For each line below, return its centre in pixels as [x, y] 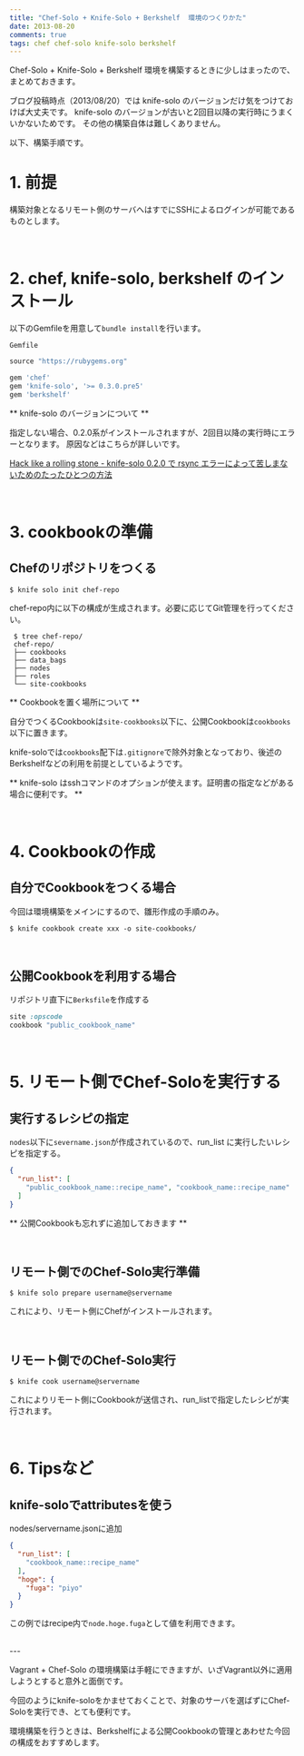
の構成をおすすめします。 [57, 1742]
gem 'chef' [30, 378]
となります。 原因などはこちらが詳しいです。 [101, 444]
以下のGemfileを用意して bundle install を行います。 [108, 329]
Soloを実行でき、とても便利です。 [73, 1712]
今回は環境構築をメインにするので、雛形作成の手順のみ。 [117, 911]
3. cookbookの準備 [81, 532]
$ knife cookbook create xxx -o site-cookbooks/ [103, 928]
